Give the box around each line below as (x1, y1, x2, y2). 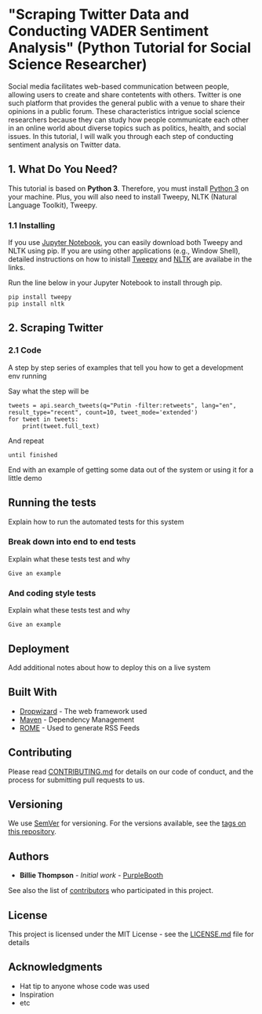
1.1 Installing (8, 220, 56, 231)
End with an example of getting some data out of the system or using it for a (8, 465, 253, 474)
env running (8, 371, 47, 380)
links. (8, 263, 26, 273)
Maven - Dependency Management (19, 715, 135, 724)
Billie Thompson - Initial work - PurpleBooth (19, 870, 163, 880)
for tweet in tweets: (8, 415, 79, 423)
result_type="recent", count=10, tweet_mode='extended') (8, 408, 198, 416)
